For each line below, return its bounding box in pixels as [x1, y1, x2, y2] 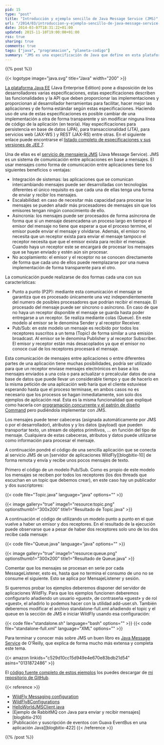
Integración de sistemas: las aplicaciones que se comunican [12, 176, 133, 182]
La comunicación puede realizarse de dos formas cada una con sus [5, 274, 142, 280]
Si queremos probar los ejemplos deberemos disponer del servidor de [5, 585, 146, 591]
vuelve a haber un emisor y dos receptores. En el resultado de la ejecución [5, 521, 155, 527]
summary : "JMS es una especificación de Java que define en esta [5, 52, 141, 58]
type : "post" [5, 12, 32, 17]
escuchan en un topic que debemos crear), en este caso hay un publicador [5, 477, 156, 483]
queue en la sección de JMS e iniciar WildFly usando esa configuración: [5, 611, 150, 617]
